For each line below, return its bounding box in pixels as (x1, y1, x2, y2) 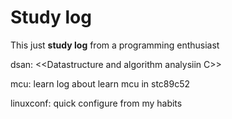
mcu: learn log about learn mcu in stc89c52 (10, 77, 191, 90)
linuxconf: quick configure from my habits (10, 97, 183, 109)
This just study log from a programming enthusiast (10, 39, 220, 51)
